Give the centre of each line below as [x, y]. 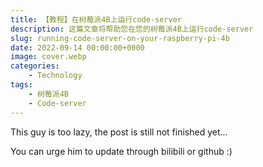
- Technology [55, 76]
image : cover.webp [48, 57]
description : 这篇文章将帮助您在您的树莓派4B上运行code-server [132, 29]
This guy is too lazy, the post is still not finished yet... [119, 132]
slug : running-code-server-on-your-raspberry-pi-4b [120, 38]
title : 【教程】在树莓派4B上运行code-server [96, 19]
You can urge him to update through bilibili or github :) [121, 151]
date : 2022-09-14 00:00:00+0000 [77, 47]
